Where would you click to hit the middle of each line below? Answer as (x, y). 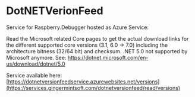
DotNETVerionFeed (55, 11)
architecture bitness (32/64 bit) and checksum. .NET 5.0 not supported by (97, 51)
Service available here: (34, 75)
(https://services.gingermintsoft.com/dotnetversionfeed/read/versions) (93, 88)
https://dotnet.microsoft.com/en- (108, 57)
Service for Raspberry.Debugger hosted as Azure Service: (78, 27)
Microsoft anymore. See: (36, 57)
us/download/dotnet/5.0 (36, 64)
